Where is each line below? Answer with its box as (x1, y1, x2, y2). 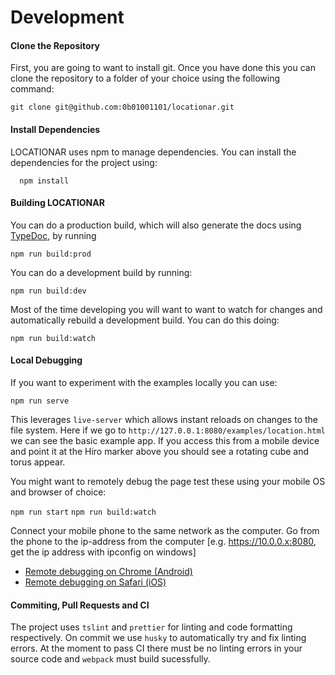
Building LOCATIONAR (10, 197, 105, 209)
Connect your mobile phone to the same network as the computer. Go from (10, 525, 320, 536)
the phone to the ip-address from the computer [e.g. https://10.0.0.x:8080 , (10, 536, 317, 547)
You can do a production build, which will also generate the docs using (10, 219, 302, 231)
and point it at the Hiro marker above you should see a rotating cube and (10, 446, 310, 457)
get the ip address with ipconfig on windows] (10, 546, 197, 558)
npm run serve (10, 396, 70, 406)
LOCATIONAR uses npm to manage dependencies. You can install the (10, 146, 297, 158)
